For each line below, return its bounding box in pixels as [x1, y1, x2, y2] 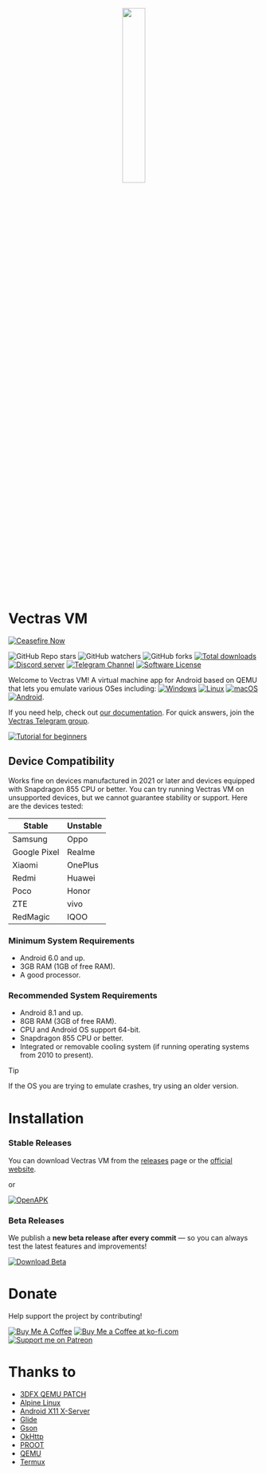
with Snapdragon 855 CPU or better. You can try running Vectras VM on [8, 784, 244, 794]
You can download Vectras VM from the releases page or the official [8, 1155, 233, 1165]
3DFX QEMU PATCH [19, 1390, 87, 1398]
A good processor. [19, 970, 81, 980]
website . [8, 1164, 37, 1174]
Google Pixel [12, 846, 60, 857]
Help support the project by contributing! [8, 1311, 143, 1321]
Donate [8, 1285, 57, 1303]
